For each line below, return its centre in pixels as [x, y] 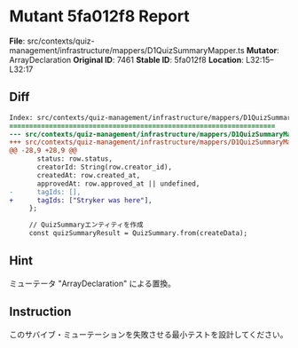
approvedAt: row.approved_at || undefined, [118, 184]
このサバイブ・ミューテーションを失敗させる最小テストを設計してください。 [149, 334]
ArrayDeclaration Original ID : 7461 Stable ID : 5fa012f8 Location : [126, 59]
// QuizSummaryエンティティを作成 [86, 225]
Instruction [40, 312]
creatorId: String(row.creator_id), [105, 167]
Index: [21, 117]
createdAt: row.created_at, [89, 175]
